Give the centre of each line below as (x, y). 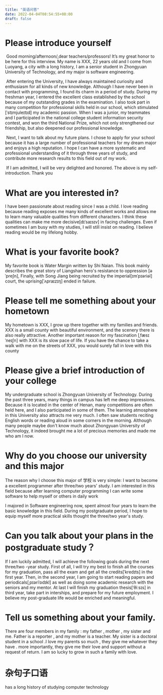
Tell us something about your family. (80, 618)
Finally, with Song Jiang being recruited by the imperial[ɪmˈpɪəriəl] (86, 276)
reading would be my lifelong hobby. (42, 232)
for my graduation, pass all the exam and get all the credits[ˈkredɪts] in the (79, 572)
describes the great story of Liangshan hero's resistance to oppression (76, 271)
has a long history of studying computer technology (57, 687)
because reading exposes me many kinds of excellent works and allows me (81, 212)
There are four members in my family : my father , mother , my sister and (78, 631)
